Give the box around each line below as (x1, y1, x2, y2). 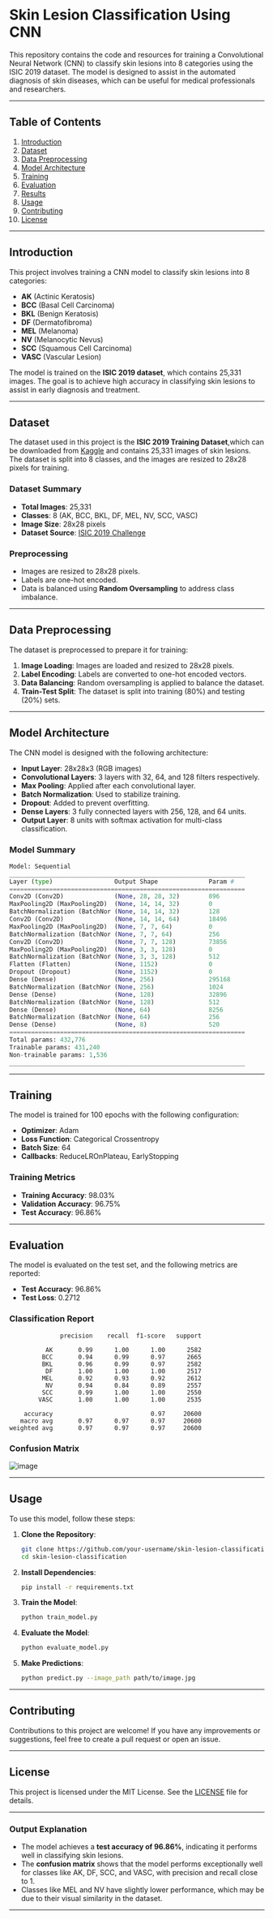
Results (20, 188, 46, 198)
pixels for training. (9, 463, 70, 473)
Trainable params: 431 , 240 (9, 1043, 100, 1051)
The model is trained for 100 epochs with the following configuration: (9, 1110, 240, 1120)
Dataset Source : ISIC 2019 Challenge (20, 527, 147, 537)
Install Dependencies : (20, 1567, 96, 1577)
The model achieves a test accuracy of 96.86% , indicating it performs (20, 1842, 258, 1852)
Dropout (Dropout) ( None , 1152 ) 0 (9, 968, 213, 977)
